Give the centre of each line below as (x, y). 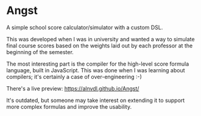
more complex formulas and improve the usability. (69, 106)
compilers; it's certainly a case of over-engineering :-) (74, 77)
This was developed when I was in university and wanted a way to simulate (100, 39)
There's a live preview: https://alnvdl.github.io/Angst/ (73, 88)
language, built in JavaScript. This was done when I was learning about (96, 70)
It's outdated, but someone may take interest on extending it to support (96, 100)
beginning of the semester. (40, 52)
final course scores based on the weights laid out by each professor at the (100, 46)
